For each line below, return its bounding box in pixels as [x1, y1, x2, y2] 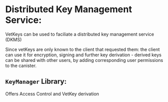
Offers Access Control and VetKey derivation [5, 90, 99, 97]
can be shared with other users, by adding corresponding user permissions [5, 57, 163, 63]
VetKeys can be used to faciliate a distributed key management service [5, 31, 154, 37]
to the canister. [5, 62, 37, 69]
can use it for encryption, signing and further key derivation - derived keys [5, 52, 162, 58]
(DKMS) [5, 37, 22, 43]
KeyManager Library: [5, 77, 67, 86]
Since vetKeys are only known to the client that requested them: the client [5, 46, 160, 52]
